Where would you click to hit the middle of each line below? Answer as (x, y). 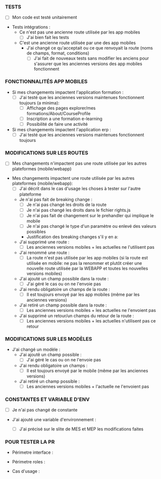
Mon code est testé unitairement (45, 17)
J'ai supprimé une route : (44, 242)
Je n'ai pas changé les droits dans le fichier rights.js (79, 210)
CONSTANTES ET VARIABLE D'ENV (47, 399)
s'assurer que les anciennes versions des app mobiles (88, 64)
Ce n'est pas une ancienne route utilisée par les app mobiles (80, 32)
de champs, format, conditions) (58, 53)
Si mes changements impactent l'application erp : (62, 130)
